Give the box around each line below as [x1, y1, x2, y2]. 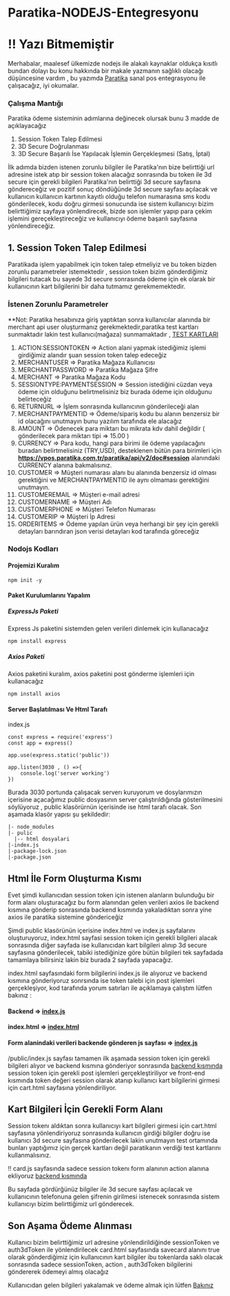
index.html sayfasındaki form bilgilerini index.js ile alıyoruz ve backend [8, 969, 207, 977]
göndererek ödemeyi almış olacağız [8, 1268, 109, 1276]
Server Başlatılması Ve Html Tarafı [8, 705, 108, 713]
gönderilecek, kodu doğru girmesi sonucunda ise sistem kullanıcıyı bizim [8, 200, 214, 208]
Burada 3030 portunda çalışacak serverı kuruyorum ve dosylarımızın [8, 788, 202, 796]
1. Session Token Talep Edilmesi [8, 242, 147, 254]
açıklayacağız [8, 122, 47, 130]
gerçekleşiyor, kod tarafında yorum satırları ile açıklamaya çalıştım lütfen [8, 984, 212, 993]
